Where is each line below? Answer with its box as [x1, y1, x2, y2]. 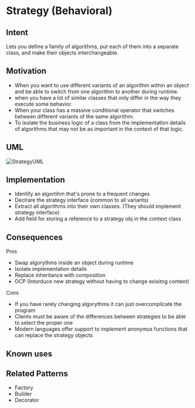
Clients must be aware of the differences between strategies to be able [14, 313, 186, 320]
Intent [6, 28, 28, 38]
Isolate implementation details [14, 266, 87, 273]
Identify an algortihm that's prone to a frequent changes [14, 191, 150, 198]
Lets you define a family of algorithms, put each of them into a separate [6, 43, 179, 50]
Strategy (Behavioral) [6, 4, 113, 18]
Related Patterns [6, 369, 69, 379]
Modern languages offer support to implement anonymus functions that [14, 325, 188, 332]
